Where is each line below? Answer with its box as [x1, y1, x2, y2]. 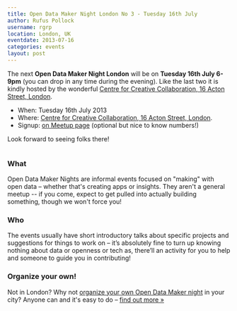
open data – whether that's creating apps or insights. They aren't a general [7, 182, 225, 191]
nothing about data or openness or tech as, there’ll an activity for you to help [7, 246, 231, 255]
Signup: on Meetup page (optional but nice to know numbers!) [17, 121, 200, 129]
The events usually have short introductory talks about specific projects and [7, 231, 229, 240]
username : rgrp [7, 23, 52, 31]
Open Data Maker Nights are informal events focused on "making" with [7, 175, 214, 183]
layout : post [7, 50, 46, 58]
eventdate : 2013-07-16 [7, 37, 74, 44]
